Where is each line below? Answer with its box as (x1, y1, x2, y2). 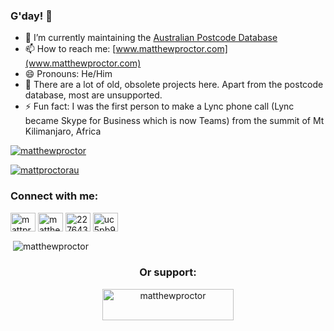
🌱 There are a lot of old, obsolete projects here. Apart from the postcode (24, 79, 324, 91)
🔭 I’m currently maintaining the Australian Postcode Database (24, 32, 278, 44)
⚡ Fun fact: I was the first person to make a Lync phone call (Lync (24, 100, 295, 113)
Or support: (139, 265, 197, 279)
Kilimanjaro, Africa (24, 125, 102, 138)
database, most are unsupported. (24, 89, 163, 101)
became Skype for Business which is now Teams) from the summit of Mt (24, 115, 325, 127)
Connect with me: (10, 189, 99, 203)
